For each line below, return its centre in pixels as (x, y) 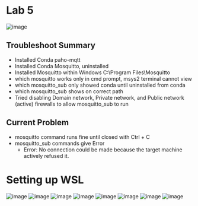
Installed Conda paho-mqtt (48, 59)
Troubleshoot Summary (51, 45)
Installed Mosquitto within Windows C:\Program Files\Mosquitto (92, 72)
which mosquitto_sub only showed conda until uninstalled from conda (100, 85)
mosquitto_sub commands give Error (60, 143)
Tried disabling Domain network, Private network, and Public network (100, 97)
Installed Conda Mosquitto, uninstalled (62, 66)
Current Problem (38, 123)
